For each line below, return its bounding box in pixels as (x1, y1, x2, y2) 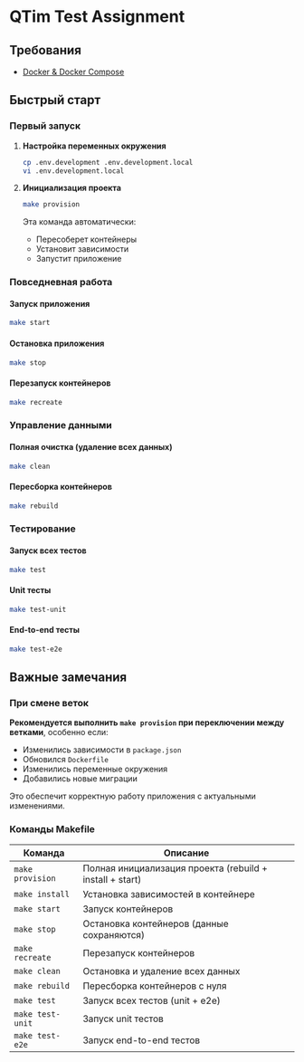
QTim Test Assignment (9, 6, 185, 27)
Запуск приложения (9, 298, 90, 309)
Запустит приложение (35, 254, 122, 264)
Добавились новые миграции (22, 773, 138, 784)
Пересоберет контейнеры (35, 234, 138, 245)
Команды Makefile (9, 823, 95, 836)
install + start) (82, 873, 142, 885)
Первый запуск (9, 120, 81, 132)
